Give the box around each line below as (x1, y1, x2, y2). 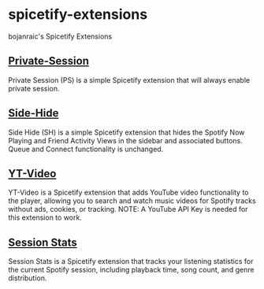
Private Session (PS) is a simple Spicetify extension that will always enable (8, 75, 251, 84)
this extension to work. (8, 213, 83, 222)
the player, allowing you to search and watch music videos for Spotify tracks (8, 196, 256, 206)
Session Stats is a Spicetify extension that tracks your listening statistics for (8, 257, 254, 266)
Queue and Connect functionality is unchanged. (8, 144, 164, 154)
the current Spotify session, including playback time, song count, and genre (8, 265, 255, 275)
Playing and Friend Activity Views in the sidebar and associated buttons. (8, 135, 243, 145)
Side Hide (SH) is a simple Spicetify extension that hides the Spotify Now (8, 128, 245, 137)
